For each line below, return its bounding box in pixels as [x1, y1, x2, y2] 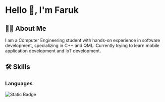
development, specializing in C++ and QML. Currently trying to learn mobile [5, 43, 160, 49]
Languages [5, 80, 33, 87]
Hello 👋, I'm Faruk [5, 4, 79, 16]
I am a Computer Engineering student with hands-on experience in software [5, 37, 160, 43]
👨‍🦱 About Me [5, 24, 47, 33]
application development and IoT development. [5, 48, 101, 53]
